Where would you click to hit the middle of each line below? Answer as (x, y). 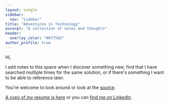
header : (13, 33)
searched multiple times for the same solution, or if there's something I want (85, 72)
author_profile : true (28, 43)
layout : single (21, 10)
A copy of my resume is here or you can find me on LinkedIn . (69, 97)
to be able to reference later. (35, 77)
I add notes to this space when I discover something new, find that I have (81, 67)
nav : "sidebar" (26, 19)
